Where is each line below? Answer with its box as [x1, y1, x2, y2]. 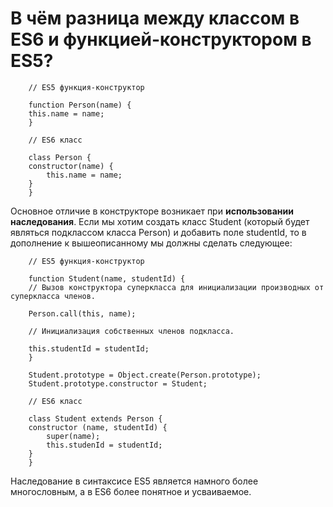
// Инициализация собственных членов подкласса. [28, 326, 235, 336]
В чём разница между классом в [10, 7, 300, 30]
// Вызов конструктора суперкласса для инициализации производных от [28, 282, 325, 292]
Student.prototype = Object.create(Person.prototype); [28, 370, 262, 380]
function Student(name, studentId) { [28, 273, 186, 284]
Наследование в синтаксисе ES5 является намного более [10, 475, 259, 487]
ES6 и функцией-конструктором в [10, 28, 312, 51]
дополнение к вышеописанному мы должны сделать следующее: [10, 237, 293, 249]
